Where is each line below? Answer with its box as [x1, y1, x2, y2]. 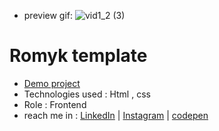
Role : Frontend [23, 98, 87, 110]
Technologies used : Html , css [23, 88, 151, 100]
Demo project [23, 77, 81, 89]
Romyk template [9, 45, 148, 67]
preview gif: [23, 10, 74, 21]
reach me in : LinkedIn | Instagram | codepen [23, 109, 209, 121]
